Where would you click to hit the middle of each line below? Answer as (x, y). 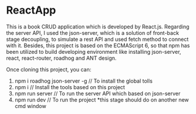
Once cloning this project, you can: (49, 69)
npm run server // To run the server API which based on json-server (97, 93)
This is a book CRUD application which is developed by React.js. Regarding (98, 27)
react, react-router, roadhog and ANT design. (61, 58)
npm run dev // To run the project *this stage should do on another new (102, 100)
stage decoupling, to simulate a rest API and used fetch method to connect (97, 39)
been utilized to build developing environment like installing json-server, (94, 51)
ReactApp (31, 10)
